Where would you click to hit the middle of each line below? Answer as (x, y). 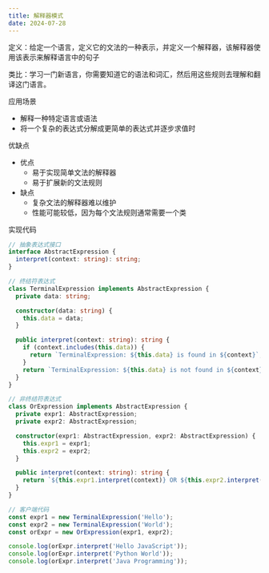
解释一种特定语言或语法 (58, 118)
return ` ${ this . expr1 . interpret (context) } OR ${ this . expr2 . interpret (141, 480)
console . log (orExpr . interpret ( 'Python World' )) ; (91, 554)
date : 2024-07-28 (37, 23)
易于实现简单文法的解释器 (74, 172)
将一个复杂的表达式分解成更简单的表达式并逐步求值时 (108, 128)
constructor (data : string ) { (64, 311)
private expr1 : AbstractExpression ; (76, 414)
